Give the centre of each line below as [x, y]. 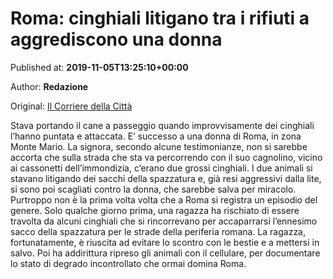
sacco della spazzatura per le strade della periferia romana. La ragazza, [158, 231]
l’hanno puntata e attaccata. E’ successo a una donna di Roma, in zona [156, 136]
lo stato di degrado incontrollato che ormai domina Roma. [128, 263]
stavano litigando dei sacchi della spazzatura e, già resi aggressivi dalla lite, [166, 178]
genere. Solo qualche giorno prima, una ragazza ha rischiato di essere [155, 210]
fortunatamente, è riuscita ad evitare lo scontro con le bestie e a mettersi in [165, 242]
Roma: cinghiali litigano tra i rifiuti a [160, 18]
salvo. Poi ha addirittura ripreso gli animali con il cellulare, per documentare [165, 253]
